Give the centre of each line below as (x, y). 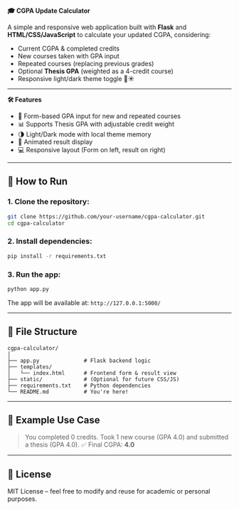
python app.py (28, 289)
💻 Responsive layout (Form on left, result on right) (91, 150)
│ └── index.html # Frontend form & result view (92, 373)
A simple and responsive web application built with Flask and (97, 27)
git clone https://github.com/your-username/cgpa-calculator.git (106, 216)
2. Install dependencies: (50, 241)
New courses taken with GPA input (68, 56)
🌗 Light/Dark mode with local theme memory (84, 134)
